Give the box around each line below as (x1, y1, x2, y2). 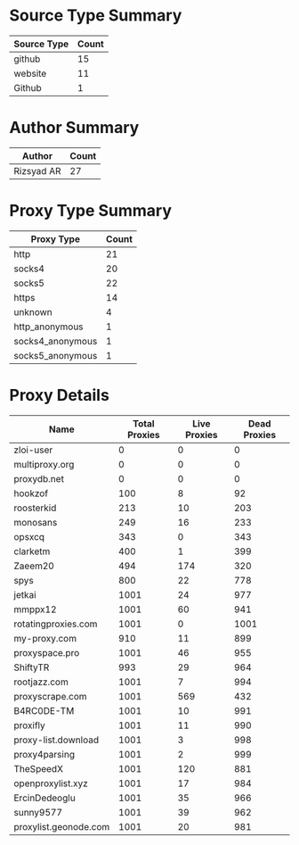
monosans (13, 516, 58, 528)
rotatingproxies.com (13, 617, 98, 630)
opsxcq (13, 530, 45, 543)
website (13, 67, 47, 79)
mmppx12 (13, 603, 57, 616)
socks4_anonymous (13, 335, 98, 347)
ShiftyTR (13, 661, 50, 674)
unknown (13, 305, 53, 318)
